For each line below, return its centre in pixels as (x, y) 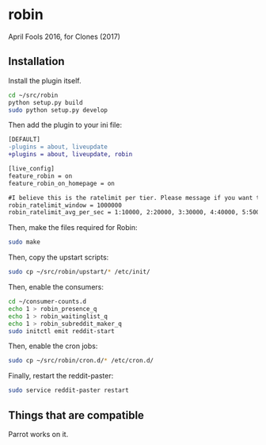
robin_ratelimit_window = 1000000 (65, 205)
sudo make (25, 242)
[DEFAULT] (25, 140)
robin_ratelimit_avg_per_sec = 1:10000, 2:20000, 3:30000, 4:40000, (123, 213)
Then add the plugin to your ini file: (65, 125)
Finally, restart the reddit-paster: (61, 376)
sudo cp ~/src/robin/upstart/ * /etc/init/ (79, 272)
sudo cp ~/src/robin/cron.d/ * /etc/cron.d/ (81, 361)
